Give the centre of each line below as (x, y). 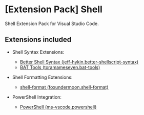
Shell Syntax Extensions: (38, 52)
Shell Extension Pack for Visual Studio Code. (52, 24)
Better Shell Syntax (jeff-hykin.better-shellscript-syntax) (79, 62)
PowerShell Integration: (37, 97)
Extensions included (38, 40)
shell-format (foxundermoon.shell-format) (64, 87)
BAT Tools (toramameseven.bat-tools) (60, 67)
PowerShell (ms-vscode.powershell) (58, 107)
